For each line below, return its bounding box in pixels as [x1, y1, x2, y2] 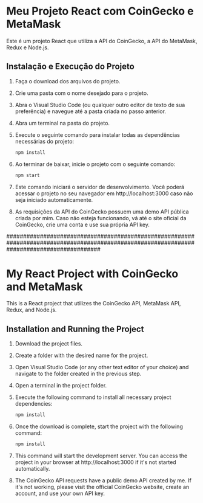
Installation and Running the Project [6, 324, 144, 334]
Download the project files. [15, 340, 83, 347]
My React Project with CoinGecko [6, 266, 179, 280]
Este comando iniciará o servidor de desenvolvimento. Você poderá [15, 183, 185, 190]
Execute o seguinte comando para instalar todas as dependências [15, 131, 181, 138]
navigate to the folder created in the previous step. [15, 370, 142, 378]
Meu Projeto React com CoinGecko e [6, 4, 194, 18]
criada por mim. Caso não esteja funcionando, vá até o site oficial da [15, 214, 187, 221]
